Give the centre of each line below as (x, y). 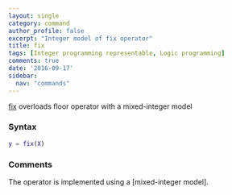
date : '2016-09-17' (41, 68)
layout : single (34, 16)
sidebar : (23, 76)
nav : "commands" (43, 83)
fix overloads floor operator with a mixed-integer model (100, 106)
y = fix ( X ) (27, 143)
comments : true (34, 61)
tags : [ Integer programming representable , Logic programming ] (117, 53)
